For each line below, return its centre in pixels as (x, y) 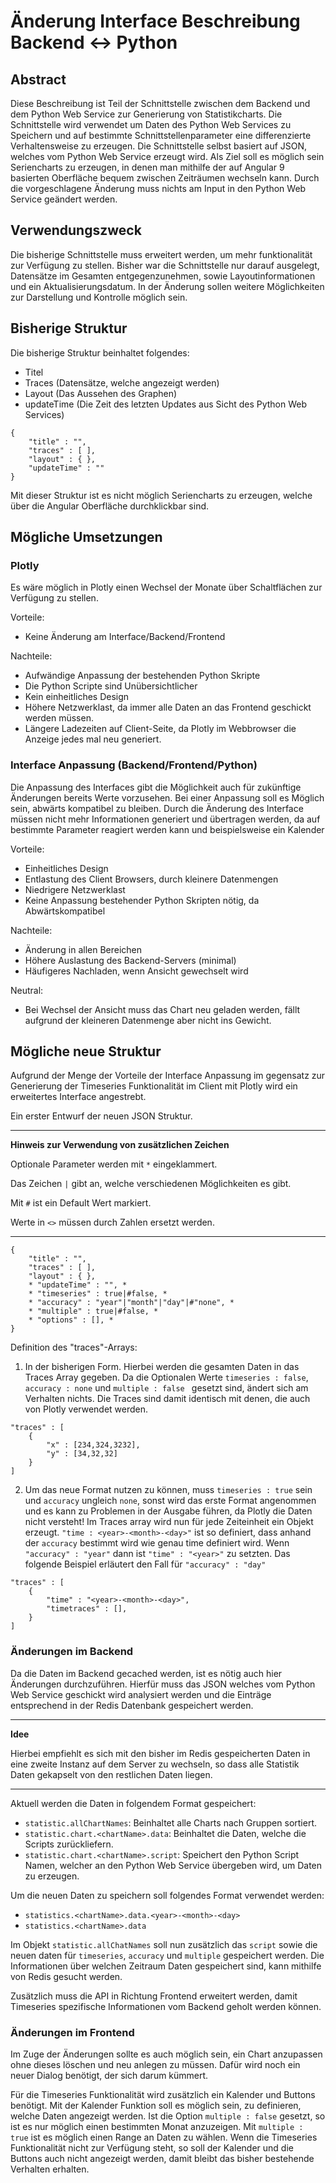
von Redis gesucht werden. (66, 1976)
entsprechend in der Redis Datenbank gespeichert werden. (132, 1705)
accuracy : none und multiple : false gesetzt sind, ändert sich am (166, 1388)
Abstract (38, 79)
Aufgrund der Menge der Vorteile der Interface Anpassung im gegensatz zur (168, 1076)
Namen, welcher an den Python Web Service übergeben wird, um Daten (173, 1865)
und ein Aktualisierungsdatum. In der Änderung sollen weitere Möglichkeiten (167, 286)
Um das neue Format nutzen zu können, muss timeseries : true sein (168, 1490)
